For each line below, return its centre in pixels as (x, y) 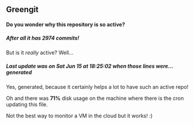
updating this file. (27, 104)
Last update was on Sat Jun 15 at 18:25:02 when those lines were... (90, 66)
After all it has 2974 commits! (43, 38)
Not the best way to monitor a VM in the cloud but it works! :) (79, 116)
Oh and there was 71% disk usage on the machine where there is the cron (95, 98)
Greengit (22, 10)
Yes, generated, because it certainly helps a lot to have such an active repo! (97, 86)
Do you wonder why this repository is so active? (66, 24)
